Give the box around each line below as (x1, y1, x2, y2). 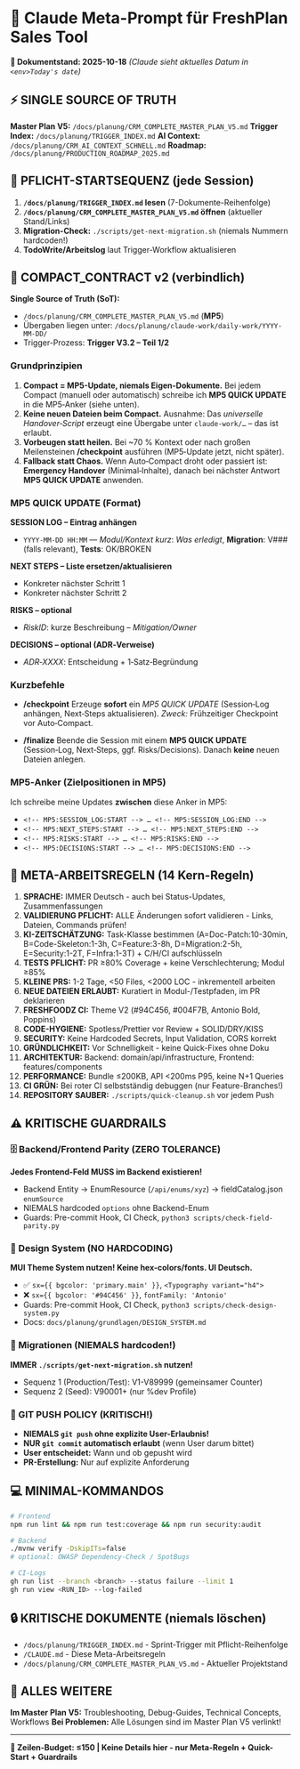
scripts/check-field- (193, 1214, 274, 1223)
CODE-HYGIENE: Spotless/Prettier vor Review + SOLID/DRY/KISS (22, 1023, 264, 1035)
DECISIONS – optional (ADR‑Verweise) (10, 639, 155, 650)
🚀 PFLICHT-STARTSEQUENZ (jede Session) (10, 174, 255, 189)
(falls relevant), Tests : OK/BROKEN (22, 543, 152, 554)
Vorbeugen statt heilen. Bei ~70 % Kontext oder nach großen (22, 436, 251, 448)
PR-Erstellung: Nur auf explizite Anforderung (22, 1457, 190, 1467)
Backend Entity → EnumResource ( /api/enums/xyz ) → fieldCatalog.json (22, 1183, 283, 1195)
